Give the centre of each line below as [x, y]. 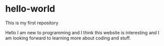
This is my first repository [32, 23]
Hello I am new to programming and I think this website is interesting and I [82, 32]
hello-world [30, 9]
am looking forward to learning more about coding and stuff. [68, 38]
